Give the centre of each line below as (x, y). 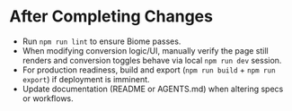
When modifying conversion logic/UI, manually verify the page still (146, 50)
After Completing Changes (111, 17)
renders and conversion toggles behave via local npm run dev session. (152, 60)
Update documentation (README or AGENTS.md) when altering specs (153, 89)
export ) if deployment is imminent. (86, 79)
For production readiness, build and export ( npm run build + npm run (149, 70)
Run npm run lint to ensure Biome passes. (102, 41)
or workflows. (48, 98)
